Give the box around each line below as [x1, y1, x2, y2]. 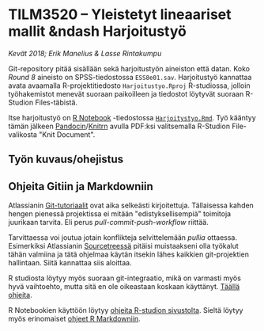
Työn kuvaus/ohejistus [8, 153, 124, 166]
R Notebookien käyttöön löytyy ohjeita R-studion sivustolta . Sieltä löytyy [8, 306, 243, 315]
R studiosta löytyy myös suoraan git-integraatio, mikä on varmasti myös [8, 273, 241, 283]
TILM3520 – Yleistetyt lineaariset [8, 6, 232, 24]
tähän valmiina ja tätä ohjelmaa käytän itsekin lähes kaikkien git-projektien [8, 249, 249, 259]
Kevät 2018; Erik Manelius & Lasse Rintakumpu [8, 48, 162, 58]
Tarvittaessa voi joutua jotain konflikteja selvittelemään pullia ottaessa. [8, 233, 237, 242]
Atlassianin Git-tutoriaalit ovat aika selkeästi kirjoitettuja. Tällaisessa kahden [8, 200, 255, 211]
